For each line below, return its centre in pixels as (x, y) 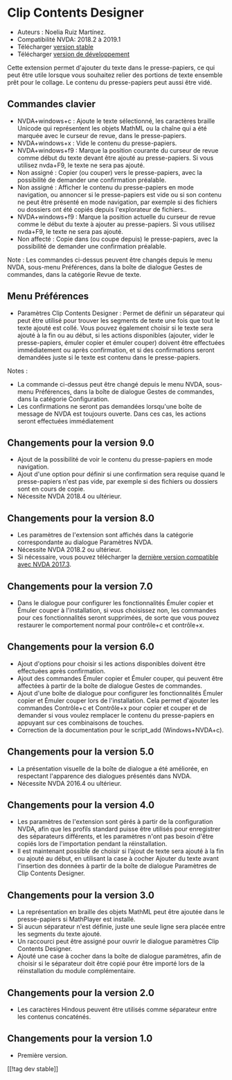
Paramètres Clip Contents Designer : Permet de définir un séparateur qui (121, 313)
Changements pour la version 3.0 (81, 895)
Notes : (17, 371)
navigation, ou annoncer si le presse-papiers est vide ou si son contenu (119, 194)
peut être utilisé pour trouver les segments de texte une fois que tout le (118, 320)
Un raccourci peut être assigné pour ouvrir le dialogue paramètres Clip (118, 941)
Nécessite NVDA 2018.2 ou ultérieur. (69, 550)
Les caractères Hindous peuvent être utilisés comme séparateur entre (117, 1010)
